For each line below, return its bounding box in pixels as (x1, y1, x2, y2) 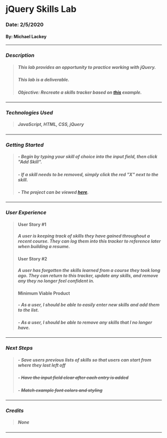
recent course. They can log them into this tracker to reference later (17, 238, 161, 244)
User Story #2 (17, 255, 48, 261)
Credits (5, 407, 24, 414)
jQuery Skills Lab (5, 3, 77, 15)
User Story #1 (17, 222, 47, 227)
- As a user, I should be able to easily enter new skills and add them (17, 302, 160, 308)
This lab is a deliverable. (17, 77, 70, 83)
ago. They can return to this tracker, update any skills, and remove (17, 272, 159, 278)
